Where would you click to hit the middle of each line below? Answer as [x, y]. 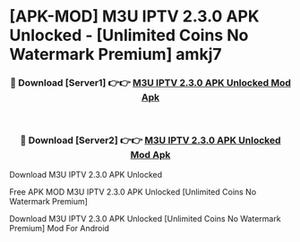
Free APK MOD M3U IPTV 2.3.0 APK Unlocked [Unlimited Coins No [133, 192]
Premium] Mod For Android [60, 228]
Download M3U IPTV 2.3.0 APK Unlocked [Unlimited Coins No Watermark [145, 218]
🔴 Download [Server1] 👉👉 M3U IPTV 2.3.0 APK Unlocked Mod [150, 83]
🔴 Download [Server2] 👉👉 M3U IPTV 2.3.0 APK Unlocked [150, 140]
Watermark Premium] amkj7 [116, 54]
